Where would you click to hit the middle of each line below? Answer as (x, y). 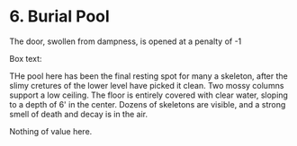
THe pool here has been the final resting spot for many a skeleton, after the (148, 76)
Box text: (26, 58)
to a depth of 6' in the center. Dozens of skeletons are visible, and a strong (148, 104)
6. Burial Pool (59, 17)
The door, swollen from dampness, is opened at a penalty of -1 (126, 41)
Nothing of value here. (51, 131)
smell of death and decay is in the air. (79, 114)
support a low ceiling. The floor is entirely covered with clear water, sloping (148, 95)
